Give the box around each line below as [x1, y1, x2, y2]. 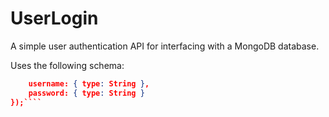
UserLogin [10, 7, 99, 30]
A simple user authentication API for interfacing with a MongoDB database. [10, 40, 320, 52]
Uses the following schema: [10, 59, 125, 71]
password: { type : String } [28, 88, 145, 98]
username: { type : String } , [28, 78, 150, 89]
